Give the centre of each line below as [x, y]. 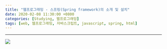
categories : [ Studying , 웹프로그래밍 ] [42, 19]
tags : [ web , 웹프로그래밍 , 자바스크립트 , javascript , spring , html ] [71, 23]
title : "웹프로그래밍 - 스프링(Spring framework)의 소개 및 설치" [68, 10]
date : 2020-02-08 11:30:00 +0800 [40, 14]
